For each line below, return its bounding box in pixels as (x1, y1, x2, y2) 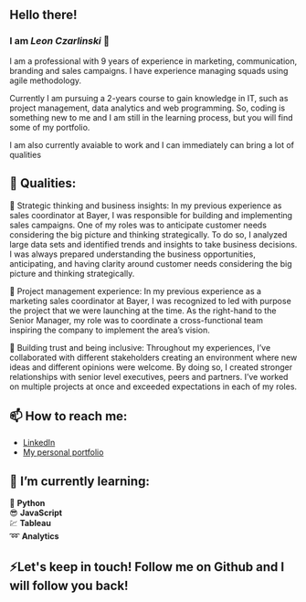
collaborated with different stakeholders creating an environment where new (9, 352, 298, 363)
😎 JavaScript (9, 507, 62, 519)
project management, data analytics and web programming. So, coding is (9, 102, 286, 113)
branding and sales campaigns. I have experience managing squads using (9, 65, 289, 76)
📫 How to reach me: (9, 408, 128, 424)
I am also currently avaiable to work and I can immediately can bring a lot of (9, 139, 295, 150)
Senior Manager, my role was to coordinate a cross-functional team (9, 314, 263, 325)
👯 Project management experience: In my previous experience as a (9, 285, 262, 296)
